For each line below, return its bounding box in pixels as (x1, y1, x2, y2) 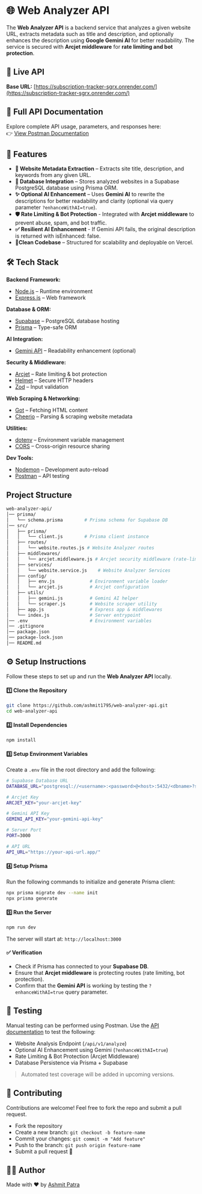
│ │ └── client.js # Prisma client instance (6, 534, 149, 540)
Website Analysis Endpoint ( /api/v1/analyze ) (14, 1039, 127, 1047)
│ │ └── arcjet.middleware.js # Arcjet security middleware (6, 556, 171, 562)
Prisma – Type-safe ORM (14, 324, 77, 331)
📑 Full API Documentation (6, 107, 103, 117)
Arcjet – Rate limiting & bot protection (14, 371, 107, 378)
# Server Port (6, 827, 42, 834)
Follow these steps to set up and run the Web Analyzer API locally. (6, 672, 173, 680)
